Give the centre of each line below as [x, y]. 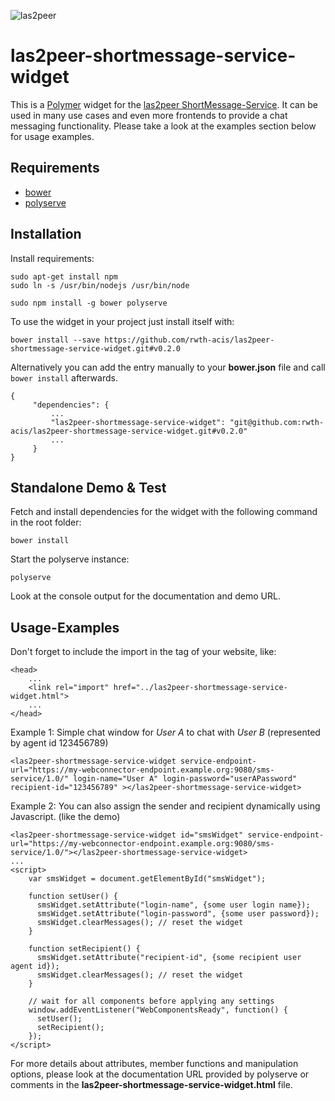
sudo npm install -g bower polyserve [89, 303]
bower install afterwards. [64, 377]
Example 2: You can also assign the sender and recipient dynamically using [165, 806]
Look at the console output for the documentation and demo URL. [145, 596]
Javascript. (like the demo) [65, 817]
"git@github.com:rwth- [277, 422]
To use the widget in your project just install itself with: [122, 321]
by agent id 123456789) [59, 743]
